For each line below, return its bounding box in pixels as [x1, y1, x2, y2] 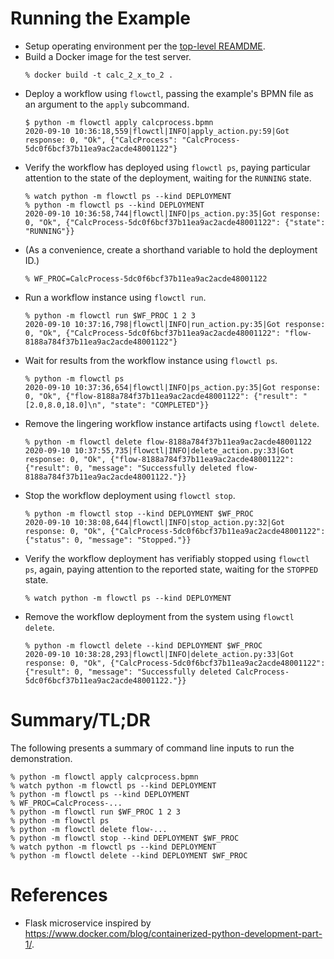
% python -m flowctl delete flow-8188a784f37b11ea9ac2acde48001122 [24, 437, 312, 447]
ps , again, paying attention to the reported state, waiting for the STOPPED [24, 563, 319, 575]
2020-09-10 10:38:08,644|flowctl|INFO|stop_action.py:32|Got [24, 517, 286, 527]
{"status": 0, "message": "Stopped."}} [24, 535, 192, 545]
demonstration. [10, 752, 73, 764]
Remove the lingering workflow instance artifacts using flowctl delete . [24, 417, 320, 429]
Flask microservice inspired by [24, 917, 152, 929]
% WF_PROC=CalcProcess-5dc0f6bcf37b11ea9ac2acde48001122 [24, 273, 268, 284]
